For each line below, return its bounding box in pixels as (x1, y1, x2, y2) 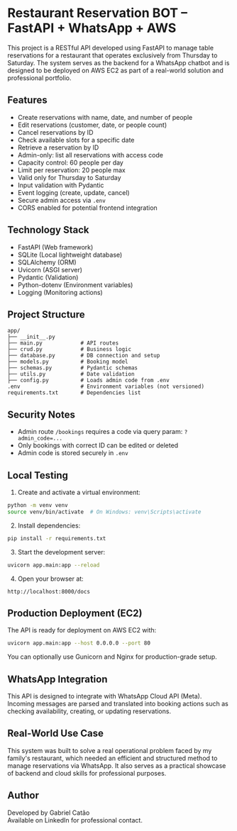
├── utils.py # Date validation (7, 371, 135, 378)
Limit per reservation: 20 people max (17, 165, 126, 174)
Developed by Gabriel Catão (7, 808, 90, 817)
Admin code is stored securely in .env (17, 449, 129, 457)
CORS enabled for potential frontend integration (17, 203, 158, 212)
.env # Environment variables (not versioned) (7, 383, 204, 391)
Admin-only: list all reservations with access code (17, 150, 163, 159)
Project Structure (7, 308, 85, 320)
